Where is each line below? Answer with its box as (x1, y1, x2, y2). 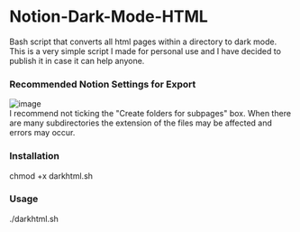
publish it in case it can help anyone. (9, 55, 145, 66)
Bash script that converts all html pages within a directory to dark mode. (9, 36, 277, 47)
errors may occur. (9, 127, 76, 138)
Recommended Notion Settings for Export (9, 78, 196, 90)
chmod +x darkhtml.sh (9, 170, 93, 181)
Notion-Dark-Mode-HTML (9, 6, 209, 27)
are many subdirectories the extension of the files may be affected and (9, 117, 273, 128)
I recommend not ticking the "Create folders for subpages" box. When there (9, 108, 291, 119)
